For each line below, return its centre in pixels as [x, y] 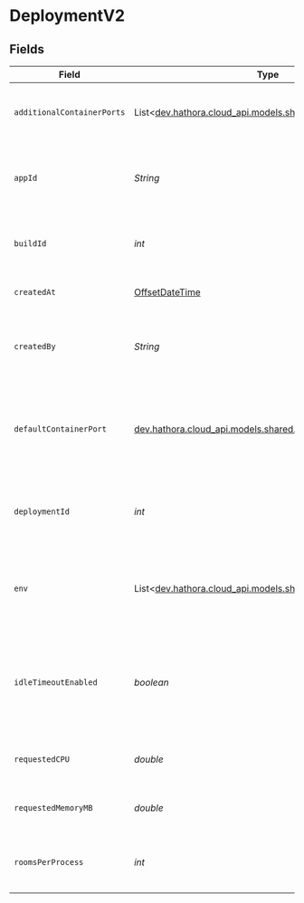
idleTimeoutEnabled [56, 683]
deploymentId [42, 512]
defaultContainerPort [60, 429]
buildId [30, 244]
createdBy [35, 346]
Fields [27, 49]
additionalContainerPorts [70, 113]
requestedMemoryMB [53, 808]
